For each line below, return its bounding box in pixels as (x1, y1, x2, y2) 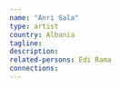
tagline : (9, 38, 43, 48)
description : (9, 47, 59, 56)
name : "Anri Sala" (9, 13, 79, 23)
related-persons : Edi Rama (9, 55, 112, 64)
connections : (9, 64, 59, 73)
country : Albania (9, 30, 75, 39)
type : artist (9, 22, 59, 31)
